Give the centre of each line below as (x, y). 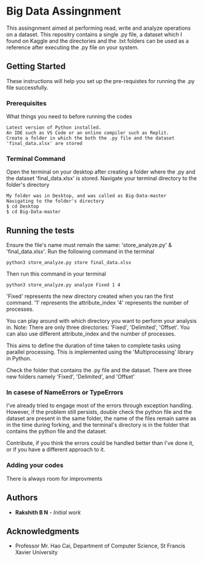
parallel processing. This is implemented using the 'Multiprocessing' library (100, 352)
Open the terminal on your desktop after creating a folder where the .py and (101, 172)
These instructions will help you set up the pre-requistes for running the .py (101, 81)
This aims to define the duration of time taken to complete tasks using (93, 346)
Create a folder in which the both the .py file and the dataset (90, 138)
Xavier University (36, 552)
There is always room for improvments (55, 478)
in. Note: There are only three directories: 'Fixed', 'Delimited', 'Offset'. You (98, 327)
